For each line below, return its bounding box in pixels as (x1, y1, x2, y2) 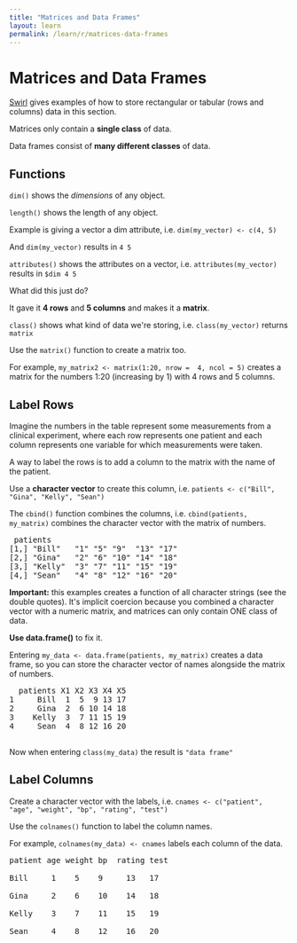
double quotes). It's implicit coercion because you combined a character (9, 596, 275, 607)
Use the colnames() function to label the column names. (9, 821, 213, 831)
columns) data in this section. (9, 106, 117, 117)
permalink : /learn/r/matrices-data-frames (9, 29, 168, 38)
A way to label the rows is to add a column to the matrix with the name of (9, 456, 276, 467)
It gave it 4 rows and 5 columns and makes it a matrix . (9, 303, 210, 313)
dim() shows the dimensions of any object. (9, 190, 166, 200)
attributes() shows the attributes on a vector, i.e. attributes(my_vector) (9, 259, 277, 270)
